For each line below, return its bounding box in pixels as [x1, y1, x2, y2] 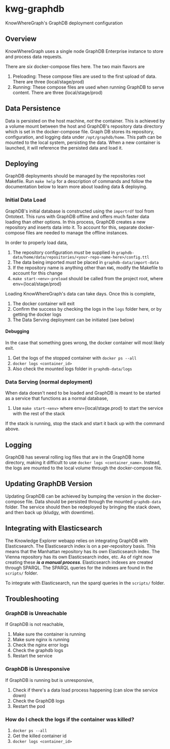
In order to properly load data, [5, 239, 68, 246]
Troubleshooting [5, 594, 59, 603]
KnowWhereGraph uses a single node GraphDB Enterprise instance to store [5, 48, 163, 54]
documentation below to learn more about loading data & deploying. [5, 184, 148, 190]
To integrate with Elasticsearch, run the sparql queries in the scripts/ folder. [5, 580, 165, 586]
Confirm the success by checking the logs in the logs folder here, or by [12, 306, 162, 312]
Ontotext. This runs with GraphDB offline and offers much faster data [5, 213, 150, 219]
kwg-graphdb [5, 3, 64, 15]
